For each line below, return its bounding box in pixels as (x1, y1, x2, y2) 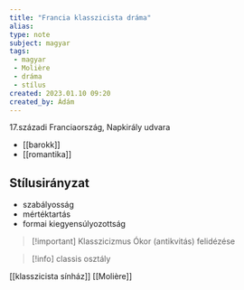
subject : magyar (9, 38, 70, 48)
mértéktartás (22, 209, 70, 220)
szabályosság (22, 200, 75, 210)
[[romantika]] (22, 149, 72, 160)
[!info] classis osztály (31, 254, 111, 265)
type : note (9, 30, 51, 39)
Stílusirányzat (9, 175, 90, 191)
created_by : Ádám (9, 97, 75, 107)
